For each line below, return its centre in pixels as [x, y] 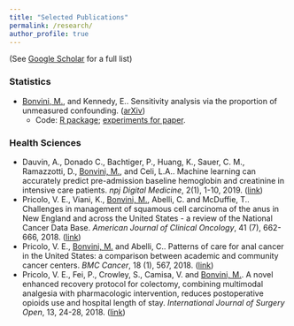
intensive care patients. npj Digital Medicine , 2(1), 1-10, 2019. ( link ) [143, 190]
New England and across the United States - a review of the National [147, 218]
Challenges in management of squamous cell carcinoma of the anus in [151, 208]
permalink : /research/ [51, 26]
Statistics [30, 82]
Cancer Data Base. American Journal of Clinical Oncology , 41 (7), [141, 227]
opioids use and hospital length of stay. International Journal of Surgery [153, 302]
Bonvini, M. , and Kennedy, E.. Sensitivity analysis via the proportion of [149, 101]
